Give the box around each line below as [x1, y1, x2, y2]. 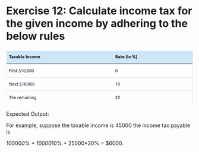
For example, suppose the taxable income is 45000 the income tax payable [6, 122, 191, 129]
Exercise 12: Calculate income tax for [6, 4, 192, 18]
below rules [6, 30, 65, 43]
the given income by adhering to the [6, 17, 188, 30]
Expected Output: [6, 110, 49, 118]
